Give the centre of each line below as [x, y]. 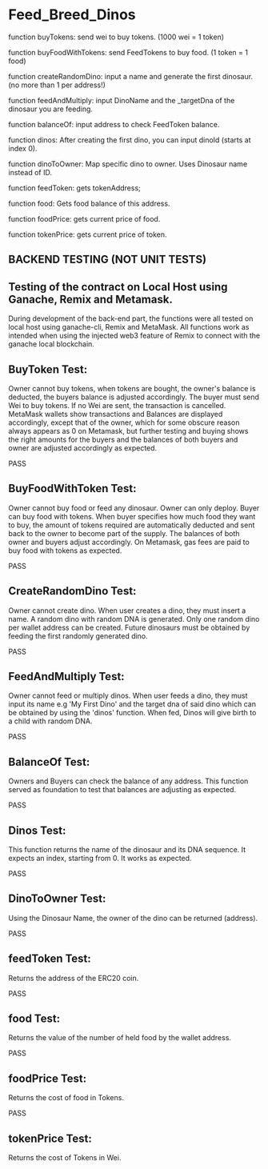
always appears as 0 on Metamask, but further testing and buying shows [128, 430]
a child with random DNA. [50, 721]
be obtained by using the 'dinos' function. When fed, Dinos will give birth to [132, 713]
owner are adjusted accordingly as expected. [83, 448]
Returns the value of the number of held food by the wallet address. [120, 1038]
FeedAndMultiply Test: [67, 677]
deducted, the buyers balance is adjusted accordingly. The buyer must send [134, 397]
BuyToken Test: [48, 369]
